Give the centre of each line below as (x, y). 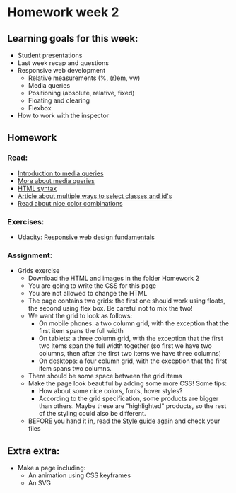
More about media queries (56, 180)
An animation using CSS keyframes (79, 475)
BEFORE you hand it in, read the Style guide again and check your (124, 421)
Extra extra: (34, 451)
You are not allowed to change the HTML (88, 294)
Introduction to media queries (60, 173)
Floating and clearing (59, 100)
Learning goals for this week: (73, 39)
